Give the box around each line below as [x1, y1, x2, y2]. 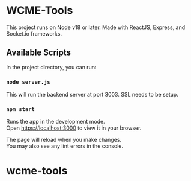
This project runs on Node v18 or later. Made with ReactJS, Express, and [6, 24, 186, 31]
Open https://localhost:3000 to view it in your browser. [6, 124, 142, 132]
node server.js [6, 78, 51, 85]
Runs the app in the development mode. [6, 118, 105, 125]
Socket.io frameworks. [6, 30, 62, 37]
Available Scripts [6, 48, 71, 58]
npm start [6, 106, 35, 112]
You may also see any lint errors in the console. [6, 142, 123, 150]
